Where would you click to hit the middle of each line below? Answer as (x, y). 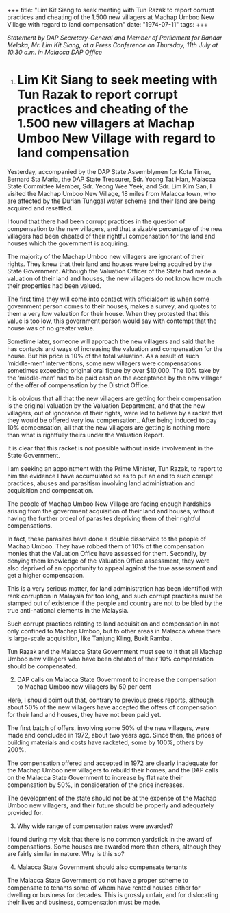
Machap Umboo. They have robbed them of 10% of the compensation (106, 546)
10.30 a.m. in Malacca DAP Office (55, 52)
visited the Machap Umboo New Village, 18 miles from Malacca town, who (112, 193)
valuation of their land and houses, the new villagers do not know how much (115, 278)
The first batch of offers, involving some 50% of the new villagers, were (108, 728)
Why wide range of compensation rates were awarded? (95, 826)
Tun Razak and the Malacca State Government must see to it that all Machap (115, 651)
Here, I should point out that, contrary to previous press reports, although (111, 700)
